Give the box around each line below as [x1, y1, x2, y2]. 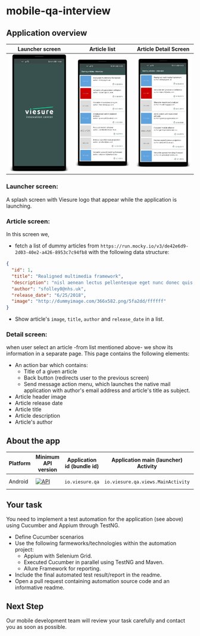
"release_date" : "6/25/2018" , [11, 292, 86, 298]
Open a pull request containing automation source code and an [14, 578, 170, 585]
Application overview [6, 28, 87, 38]
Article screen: [6, 217, 51, 225]
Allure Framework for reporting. [23, 565, 101, 572]
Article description [14, 412, 61, 419]
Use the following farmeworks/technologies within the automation [14, 540, 177, 547]
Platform [8, 459, 31, 466]
